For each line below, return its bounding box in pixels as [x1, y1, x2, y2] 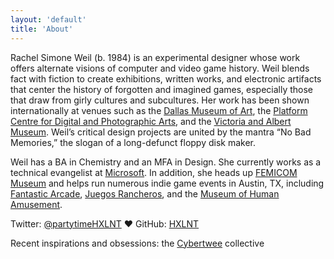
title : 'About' [10, 24, 74, 34]
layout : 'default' [10, 14, 87, 25]
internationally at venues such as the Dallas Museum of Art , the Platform [10, 104, 308, 116]
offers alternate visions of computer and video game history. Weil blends [10, 62, 310, 74]
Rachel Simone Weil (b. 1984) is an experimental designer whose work [10, 51, 301, 63]
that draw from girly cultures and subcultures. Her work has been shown [10, 94, 310, 106]
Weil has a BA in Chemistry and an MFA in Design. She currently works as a [10, 156, 322, 168]
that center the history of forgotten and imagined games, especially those [10, 83, 314, 95]
